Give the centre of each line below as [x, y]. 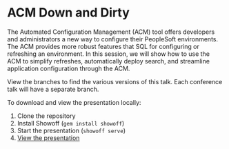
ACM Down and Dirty [68, 13]
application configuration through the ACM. [69, 68]
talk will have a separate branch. [53, 89]
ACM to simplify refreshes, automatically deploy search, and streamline [109, 61]
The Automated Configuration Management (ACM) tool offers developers [111, 32]
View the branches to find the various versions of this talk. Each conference [115, 81]
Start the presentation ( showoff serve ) [71, 130]
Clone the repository [46, 116]
